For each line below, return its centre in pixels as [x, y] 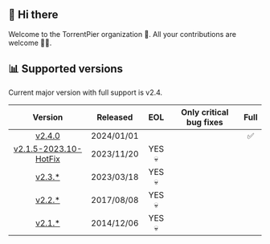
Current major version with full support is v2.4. [86, 92]
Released [115, 117]
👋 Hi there [33, 15]
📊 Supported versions [65, 69]
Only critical [205, 112]
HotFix [47, 159]
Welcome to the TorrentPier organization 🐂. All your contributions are [123, 34]
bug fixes [205, 122]
